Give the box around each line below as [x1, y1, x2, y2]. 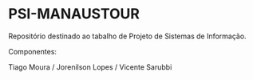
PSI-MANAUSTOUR [8, 5, 140, 23]
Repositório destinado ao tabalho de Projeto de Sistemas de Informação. [8, 31, 247, 41]
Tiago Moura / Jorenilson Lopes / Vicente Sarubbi [8, 62, 172, 72]
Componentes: [8, 46, 57, 56]
